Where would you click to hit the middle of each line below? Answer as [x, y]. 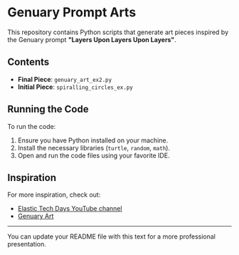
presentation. [27, 244]
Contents [28, 62]
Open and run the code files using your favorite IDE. [94, 155]
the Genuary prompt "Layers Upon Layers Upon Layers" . [92, 39]
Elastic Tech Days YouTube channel [70, 209]
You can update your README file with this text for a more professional [111, 236]
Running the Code [48, 109]
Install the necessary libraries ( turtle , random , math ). [94, 147]
